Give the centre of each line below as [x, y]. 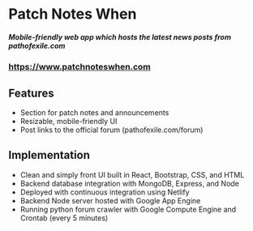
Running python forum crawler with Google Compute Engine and [128, 209]
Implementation [49, 155]
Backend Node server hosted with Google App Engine [110, 200]
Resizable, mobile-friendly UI [69, 121]
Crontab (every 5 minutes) [64, 218]
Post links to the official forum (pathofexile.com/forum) [111, 130]
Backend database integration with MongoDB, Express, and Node [129, 183]
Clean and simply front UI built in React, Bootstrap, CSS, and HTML [132, 174]
